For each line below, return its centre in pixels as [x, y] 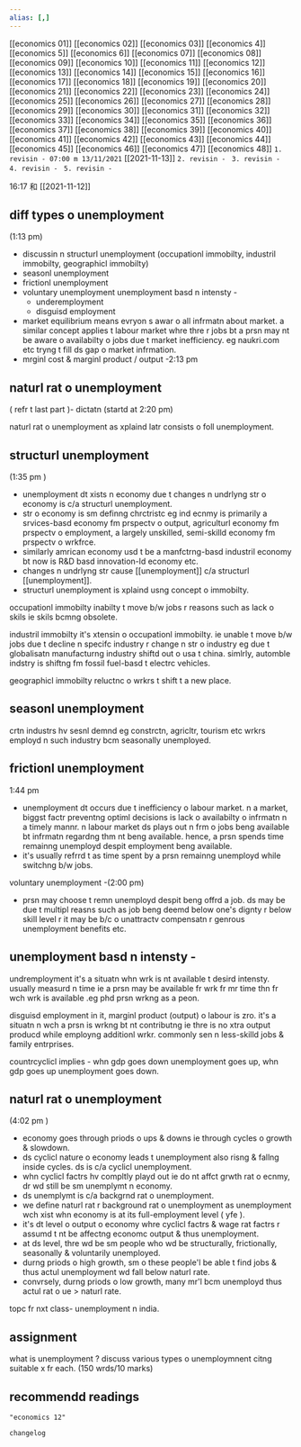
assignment [44, 1337]
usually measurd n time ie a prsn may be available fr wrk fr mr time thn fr [144, 988]
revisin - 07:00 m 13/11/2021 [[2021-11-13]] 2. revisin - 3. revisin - [145, 158]
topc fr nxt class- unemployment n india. [84, 1309]
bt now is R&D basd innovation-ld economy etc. [111, 561]
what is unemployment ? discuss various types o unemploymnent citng [141, 1359]
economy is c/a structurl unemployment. [97, 504]
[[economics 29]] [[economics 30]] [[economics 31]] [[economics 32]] [140, 110]
